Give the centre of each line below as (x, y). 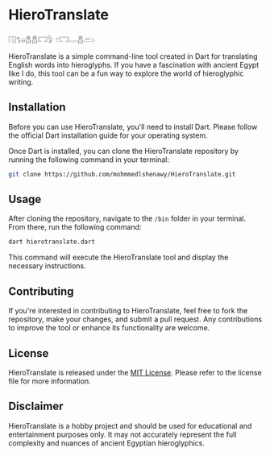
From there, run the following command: (75, 227)
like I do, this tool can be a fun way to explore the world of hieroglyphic (126, 73)
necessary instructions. (47, 266)
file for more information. (50, 381)
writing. (21, 81)
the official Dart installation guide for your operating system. (108, 135)
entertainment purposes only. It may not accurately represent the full (123, 434)
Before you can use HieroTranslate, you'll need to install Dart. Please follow (133, 126)
